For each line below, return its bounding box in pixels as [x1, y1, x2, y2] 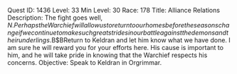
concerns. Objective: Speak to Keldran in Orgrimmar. [7, 58, 162, 66]
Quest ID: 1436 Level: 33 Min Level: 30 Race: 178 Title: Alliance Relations [7, 6, 221, 14]
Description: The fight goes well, [7, 13, 103, 22]
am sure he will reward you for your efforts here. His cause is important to [7, 44, 224, 51]
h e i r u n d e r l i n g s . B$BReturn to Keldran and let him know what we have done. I [7, 36, 231, 44]
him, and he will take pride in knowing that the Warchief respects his [7, 51, 208, 59]
